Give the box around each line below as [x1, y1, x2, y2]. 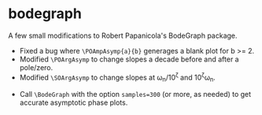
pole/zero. [19, 62, 54, 72]
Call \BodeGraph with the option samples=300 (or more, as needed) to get [19, 90, 252, 99]
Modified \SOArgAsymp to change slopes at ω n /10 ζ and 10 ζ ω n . [19, 71, 216, 83]
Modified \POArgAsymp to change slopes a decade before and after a [19, 54, 239, 64]
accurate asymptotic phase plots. [19, 98, 128, 107]
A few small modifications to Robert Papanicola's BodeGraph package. [8, 31, 238, 40]
